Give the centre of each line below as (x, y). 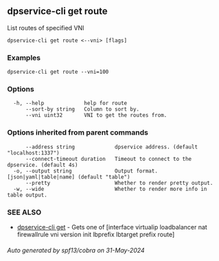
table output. (27, 195)
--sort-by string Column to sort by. (82, 109)
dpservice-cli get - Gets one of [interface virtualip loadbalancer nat (112, 227)
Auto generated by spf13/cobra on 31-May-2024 (76, 250)
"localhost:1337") (33, 153)
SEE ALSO (24, 212)
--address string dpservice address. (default (111, 147)
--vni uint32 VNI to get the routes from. (96, 115)
